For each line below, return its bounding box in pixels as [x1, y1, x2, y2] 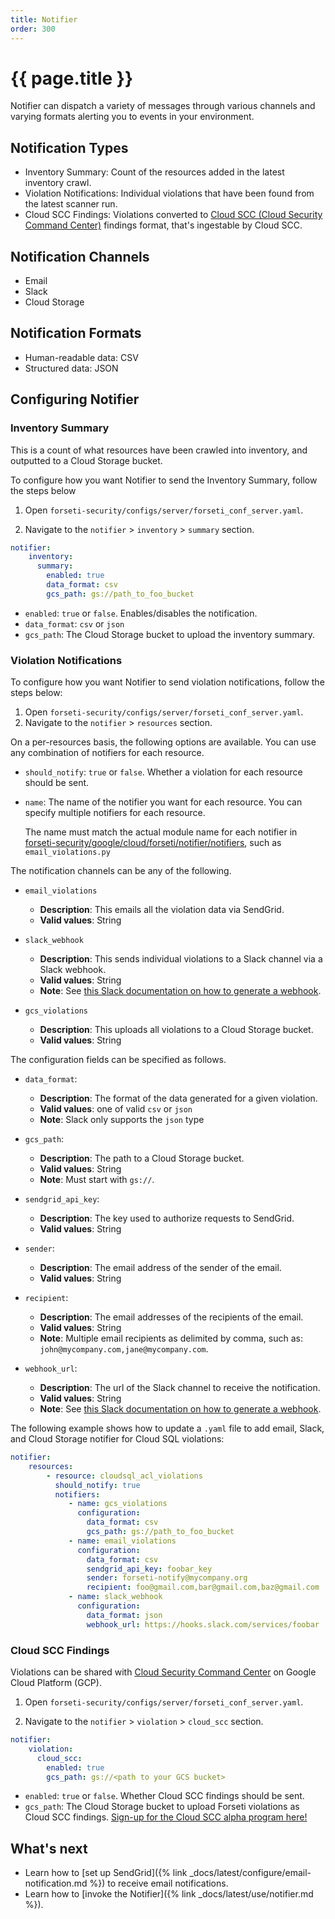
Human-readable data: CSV [24, 351, 139, 363]
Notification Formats [10, 325, 142, 342]
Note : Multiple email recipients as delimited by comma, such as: [39, 1332, 303, 1345]
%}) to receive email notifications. [89, 1877, 229, 1890]
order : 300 [10, 24, 56, 34]
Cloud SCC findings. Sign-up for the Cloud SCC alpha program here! [24, 1811, 308, 1823]
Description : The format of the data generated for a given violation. [39, 1092, 318, 1105]
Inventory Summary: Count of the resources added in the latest [24, 166, 285, 178]
